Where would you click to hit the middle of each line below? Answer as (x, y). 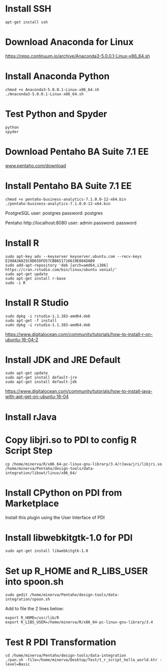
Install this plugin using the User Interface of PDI (55, 517)
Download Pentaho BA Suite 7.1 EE (77, 152)
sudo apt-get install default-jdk (41, 382)
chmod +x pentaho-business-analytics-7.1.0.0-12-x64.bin (66, 199)
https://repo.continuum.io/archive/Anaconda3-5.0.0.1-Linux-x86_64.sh (77, 56)
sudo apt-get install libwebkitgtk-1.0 (47, 551)
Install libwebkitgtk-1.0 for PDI (69, 538)
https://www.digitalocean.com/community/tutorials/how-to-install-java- (79, 391)
